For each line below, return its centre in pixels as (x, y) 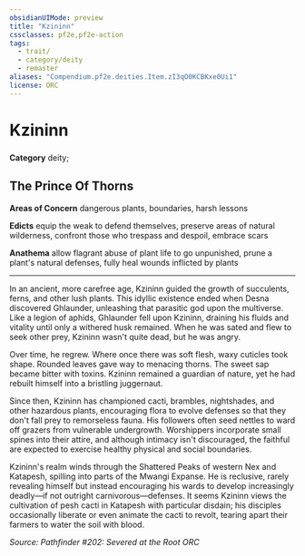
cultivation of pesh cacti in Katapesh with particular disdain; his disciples (145, 505)
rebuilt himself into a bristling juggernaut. (86, 383)
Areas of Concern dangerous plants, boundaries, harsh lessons (128, 208)
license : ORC (34, 85)
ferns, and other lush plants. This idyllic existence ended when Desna (139, 298)
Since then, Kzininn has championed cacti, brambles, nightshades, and (142, 401)
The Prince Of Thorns (72, 186)
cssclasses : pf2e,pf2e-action (67, 34)
